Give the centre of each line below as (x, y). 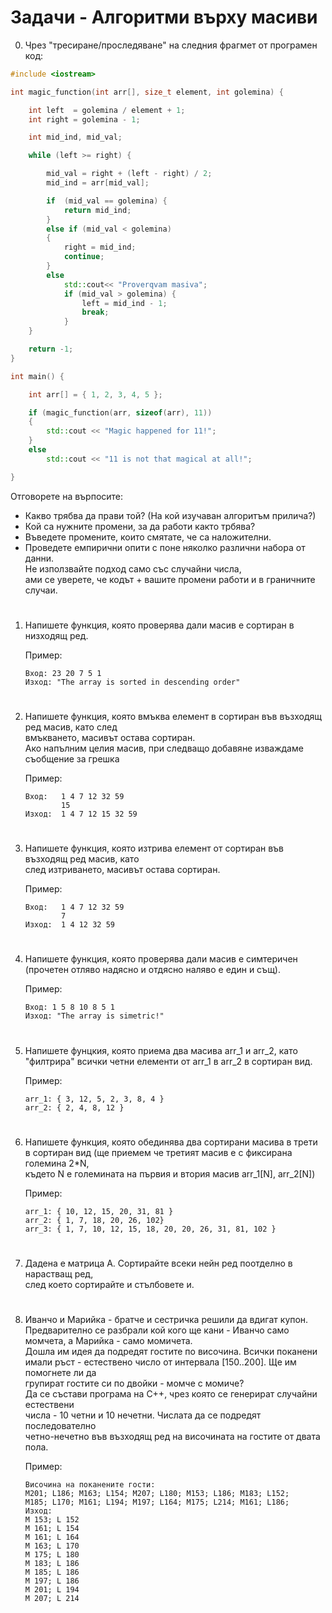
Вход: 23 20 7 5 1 (63, 673)
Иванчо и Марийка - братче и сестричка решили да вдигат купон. (166, 1320)
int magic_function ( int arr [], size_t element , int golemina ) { (147, 92)
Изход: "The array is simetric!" (94, 1016)
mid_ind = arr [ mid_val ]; (98, 183)
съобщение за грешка (72, 759)
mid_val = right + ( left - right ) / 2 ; (129, 174)
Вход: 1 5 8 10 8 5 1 (69, 1007)
